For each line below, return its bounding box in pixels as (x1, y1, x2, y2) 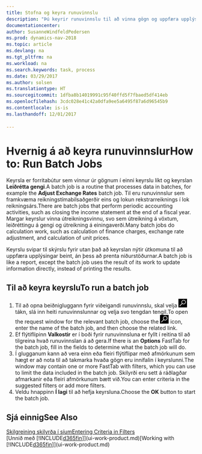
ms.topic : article (6, 41, 52, 48)
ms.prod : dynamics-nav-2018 (6, 35, 77, 41)
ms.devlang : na (6, 48, 44, 54)
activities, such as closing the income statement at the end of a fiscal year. (6, 209, 191, 216)
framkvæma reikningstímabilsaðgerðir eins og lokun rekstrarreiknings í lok (6, 196, 189, 203)
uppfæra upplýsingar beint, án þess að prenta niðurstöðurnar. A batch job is (6, 253, 192, 260)
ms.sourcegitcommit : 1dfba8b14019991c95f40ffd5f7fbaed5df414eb (6, 92, 168, 99)
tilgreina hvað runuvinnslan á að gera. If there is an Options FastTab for (14, 337, 191, 345)
